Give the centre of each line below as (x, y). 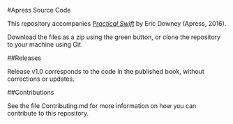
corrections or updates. (41, 79)
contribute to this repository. (48, 113)
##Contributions (31, 92)
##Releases (24, 58)
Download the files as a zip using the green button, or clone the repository (114, 37)
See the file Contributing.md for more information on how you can (102, 106)
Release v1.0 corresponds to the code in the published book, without (106, 71)
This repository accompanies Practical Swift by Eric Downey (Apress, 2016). (117, 23)
